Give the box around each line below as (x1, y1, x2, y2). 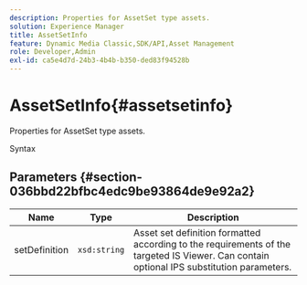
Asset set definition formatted (133, 226, 261, 238)
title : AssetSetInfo (9, 30, 89, 39)
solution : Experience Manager (9, 22, 125, 31)
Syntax (9, 142, 37, 153)
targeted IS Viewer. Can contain (133, 248, 270, 261)
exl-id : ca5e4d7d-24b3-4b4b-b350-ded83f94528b (9, 56, 190, 65)
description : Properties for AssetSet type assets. (9, 13, 210, 23)
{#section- (79, 170, 143, 185)
